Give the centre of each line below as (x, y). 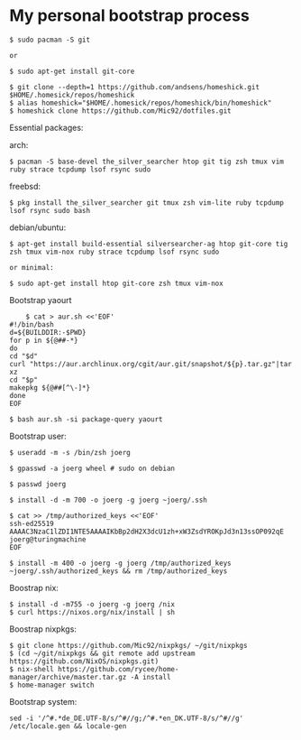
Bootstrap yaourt (41, 300)
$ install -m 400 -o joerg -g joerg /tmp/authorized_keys (120, 563)
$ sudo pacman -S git (50, 40)
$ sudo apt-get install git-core (72, 71)
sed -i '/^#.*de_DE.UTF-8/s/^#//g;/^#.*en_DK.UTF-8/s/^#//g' (127, 718)
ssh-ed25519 (32, 523)
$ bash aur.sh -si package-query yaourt (87, 419)
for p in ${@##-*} (44, 340)
